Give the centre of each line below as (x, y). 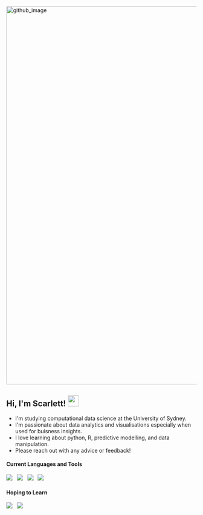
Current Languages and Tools (44, 464)
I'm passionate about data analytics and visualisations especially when (103, 425)
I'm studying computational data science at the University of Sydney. (101, 418)
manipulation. (32, 444)
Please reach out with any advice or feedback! (73, 450)
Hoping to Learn (27, 492)
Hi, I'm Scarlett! (36, 404)
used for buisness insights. (49, 431)
